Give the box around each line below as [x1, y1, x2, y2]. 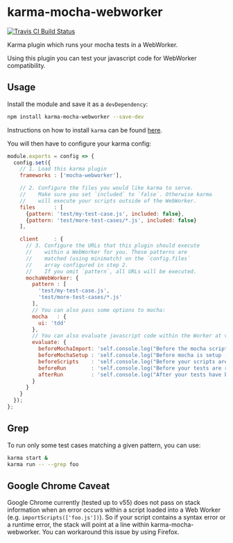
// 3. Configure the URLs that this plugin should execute [25, 242, 200, 250]
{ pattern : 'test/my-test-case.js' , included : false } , [25, 210, 185, 217]
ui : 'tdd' [37, 320, 67, 327]
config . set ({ [13, 159, 51, 166]
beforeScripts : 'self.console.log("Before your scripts [37, 358, 216, 365]
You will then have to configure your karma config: [7, 139, 151, 148]
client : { [19, 236, 64, 243]
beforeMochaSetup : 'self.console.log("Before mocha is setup [37, 352, 222, 359]
